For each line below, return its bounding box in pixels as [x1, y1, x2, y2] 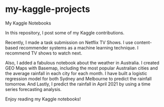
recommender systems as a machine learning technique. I [19, 44, 138, 50]
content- [134, 39, 152, 45]
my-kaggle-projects [5, 3, 90, 15]
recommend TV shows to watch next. [5, 50, 82, 56]
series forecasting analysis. [5, 86, 61, 92]
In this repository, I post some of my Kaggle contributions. [5, 29, 125, 35]
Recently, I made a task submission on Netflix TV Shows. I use [5, 39, 133, 45]
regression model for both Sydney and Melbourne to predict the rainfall [5, 75, 152, 81]
